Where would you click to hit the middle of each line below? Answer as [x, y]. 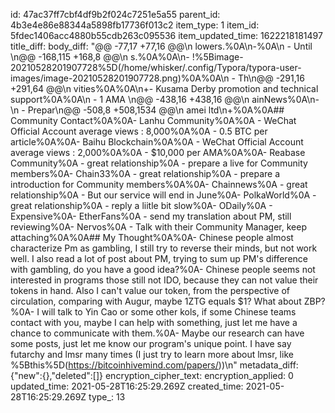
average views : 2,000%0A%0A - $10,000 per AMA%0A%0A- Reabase [158, 152]
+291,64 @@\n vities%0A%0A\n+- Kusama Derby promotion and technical [164, 88]
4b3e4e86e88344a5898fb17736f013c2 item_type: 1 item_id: [135, 25]
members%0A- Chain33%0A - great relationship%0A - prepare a [145, 173]
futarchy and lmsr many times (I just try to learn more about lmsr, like [152, 354]
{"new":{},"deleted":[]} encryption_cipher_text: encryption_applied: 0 [152, 375]
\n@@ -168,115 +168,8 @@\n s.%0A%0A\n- [100, 57]
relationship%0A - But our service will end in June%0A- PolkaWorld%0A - [163, 195]
